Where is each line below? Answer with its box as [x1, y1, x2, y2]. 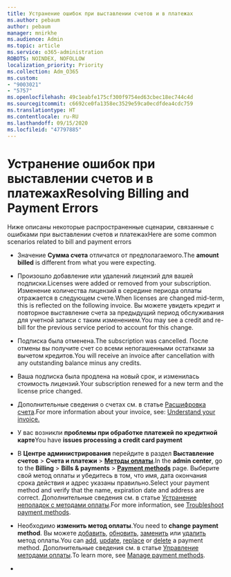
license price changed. [17, 387, 83, 396]
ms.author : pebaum [7, 17, 60, 24]
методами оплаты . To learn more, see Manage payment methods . [17, 551, 205, 560]
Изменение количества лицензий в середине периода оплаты [17, 287, 202, 295]
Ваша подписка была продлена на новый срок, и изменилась [17, 372, 199, 381]
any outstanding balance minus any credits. [17, 359, 142, 367]
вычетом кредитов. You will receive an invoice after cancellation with [17, 351, 215, 360]
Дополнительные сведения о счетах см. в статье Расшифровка [17, 400, 206, 409]
